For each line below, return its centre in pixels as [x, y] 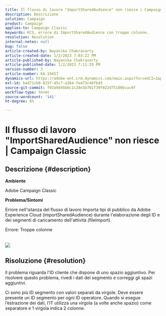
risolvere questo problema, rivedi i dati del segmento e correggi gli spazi [79, 278]
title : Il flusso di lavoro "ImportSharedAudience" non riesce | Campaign [84, 10]
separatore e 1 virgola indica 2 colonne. [45, 308]
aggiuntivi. [16, 283]
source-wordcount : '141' [31, 97]
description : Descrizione [32, 14]
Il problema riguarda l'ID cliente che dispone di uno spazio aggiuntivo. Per [80, 272]
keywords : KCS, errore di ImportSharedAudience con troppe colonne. [77, 33]
